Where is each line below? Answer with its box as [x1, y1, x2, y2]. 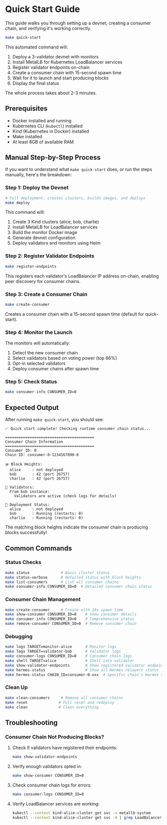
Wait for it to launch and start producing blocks [12, 75, 109, 81]
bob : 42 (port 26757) [9, 472, 70, 477]
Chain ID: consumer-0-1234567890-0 [5, 453, 79, 458]
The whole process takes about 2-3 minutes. [5, 90, 97, 96]
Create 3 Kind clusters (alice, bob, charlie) [12, 219, 99, 225]
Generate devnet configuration [12, 235, 76, 241]
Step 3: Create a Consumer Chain [5, 290, 88, 297]
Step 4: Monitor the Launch [5, 328, 73, 335]
